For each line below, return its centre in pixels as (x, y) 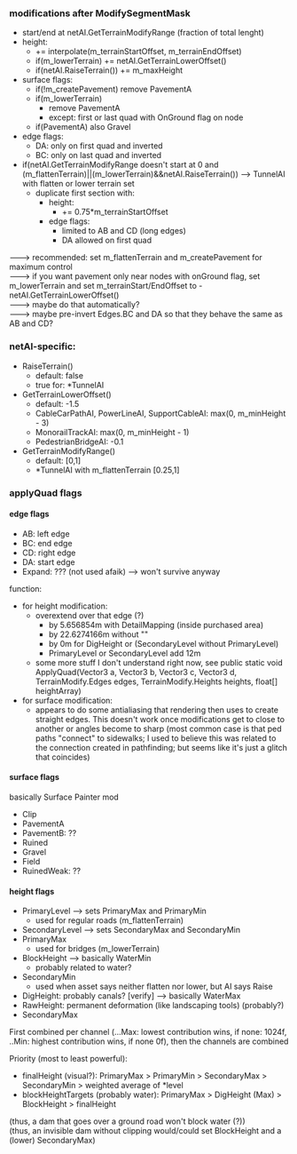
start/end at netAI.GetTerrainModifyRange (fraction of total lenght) (143, 33)
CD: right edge (49, 553)
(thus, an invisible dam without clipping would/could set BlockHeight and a (145, 1131)
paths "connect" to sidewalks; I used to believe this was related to (156, 738)
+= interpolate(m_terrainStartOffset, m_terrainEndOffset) (138, 52)
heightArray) (58, 690)
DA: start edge (48, 561)
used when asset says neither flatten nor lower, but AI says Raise (154, 987)
